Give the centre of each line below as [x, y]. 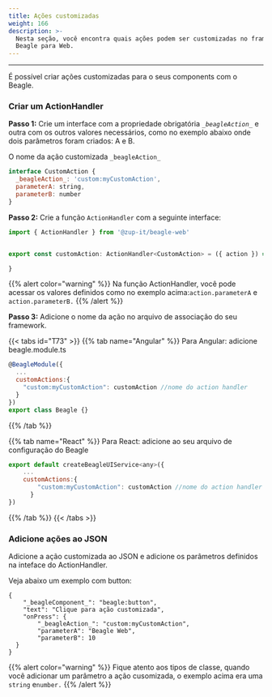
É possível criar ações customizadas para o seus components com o [123, 77]
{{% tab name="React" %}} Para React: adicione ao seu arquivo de [120, 441]
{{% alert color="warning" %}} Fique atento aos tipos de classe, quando [129, 667]
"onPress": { [45, 617]
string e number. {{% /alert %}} [60, 685]
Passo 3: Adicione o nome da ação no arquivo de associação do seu [123, 317]
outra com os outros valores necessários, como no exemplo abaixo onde [130, 133]
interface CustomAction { [52, 172]
